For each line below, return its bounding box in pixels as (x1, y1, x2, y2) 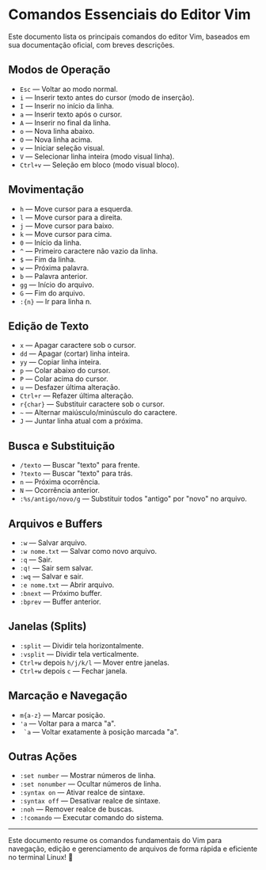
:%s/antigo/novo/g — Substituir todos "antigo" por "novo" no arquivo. (19, 494, 248, 504)
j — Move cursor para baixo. (19, 220, 115, 231)
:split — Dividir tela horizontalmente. (19, 640, 144, 651)
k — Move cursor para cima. (19, 229, 112, 238)
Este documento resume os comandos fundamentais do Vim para (8, 836, 222, 845)
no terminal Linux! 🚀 (8, 853, 74, 862)
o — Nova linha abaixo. (19, 126, 95, 135)
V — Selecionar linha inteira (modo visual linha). (19, 151, 175, 161)
